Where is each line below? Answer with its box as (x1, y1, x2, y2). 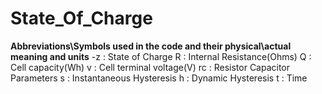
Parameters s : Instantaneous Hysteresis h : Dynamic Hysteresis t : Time (10, 72, 308, 84)
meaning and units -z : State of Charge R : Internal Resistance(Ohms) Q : (10, 50, 312, 62)
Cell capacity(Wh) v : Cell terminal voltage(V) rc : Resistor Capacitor (10, 61, 291, 73)
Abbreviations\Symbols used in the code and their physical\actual (10, 40, 292, 52)
